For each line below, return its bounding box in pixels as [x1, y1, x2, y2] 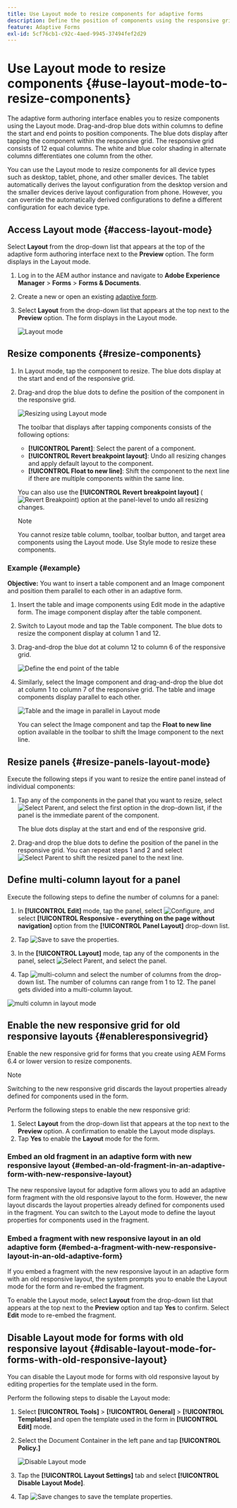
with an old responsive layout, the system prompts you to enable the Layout [7, 1275, 227, 1284]
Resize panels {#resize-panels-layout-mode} [7, 755, 211, 768]
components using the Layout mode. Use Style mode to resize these [17, 537, 217, 546]
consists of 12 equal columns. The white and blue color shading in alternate [7, 144, 227, 153]
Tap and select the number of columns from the [17, 970, 204, 978]
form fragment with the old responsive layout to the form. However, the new [7, 1193, 228, 1201]
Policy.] [17, 1444, 41, 1452]
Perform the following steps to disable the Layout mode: [7, 1393, 171, 1402]
